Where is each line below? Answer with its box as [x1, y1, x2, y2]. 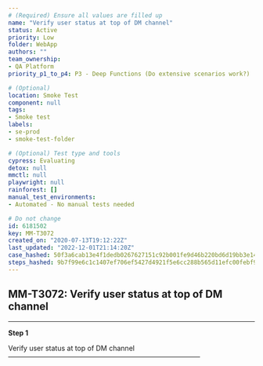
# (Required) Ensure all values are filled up [8, 11, 163, 20]
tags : [8, 106, 26, 114]
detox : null [8, 164, 47, 172]
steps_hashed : [8, 258, 55, 266]
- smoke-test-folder [8, 135, 76, 143]
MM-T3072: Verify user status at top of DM [8, 287, 223, 301]
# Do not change [8, 214, 61, 222]
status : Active [8, 26, 58, 34]
